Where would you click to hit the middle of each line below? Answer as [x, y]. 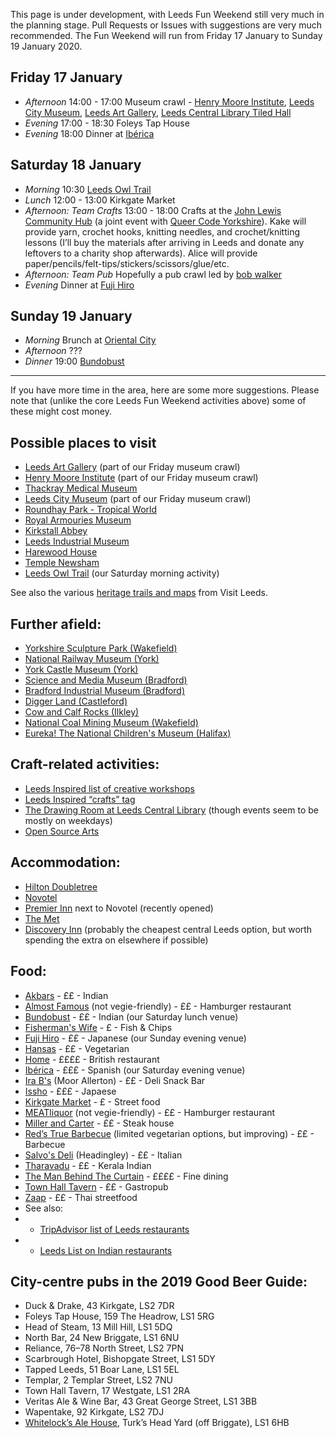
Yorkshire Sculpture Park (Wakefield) [101, 648]
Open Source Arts [62, 831]
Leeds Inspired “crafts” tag [80, 799]
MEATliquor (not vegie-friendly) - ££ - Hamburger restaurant [150, 1112]
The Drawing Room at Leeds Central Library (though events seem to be [171, 810]
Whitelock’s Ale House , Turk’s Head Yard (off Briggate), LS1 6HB [157, 1423]
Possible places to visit [83, 442]
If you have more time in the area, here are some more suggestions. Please [165, 390]
